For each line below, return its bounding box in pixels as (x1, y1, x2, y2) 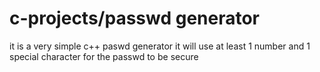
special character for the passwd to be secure (9, 50, 199, 62)
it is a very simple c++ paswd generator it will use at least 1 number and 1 (9, 40, 311, 52)
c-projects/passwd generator (9, 7, 261, 30)
